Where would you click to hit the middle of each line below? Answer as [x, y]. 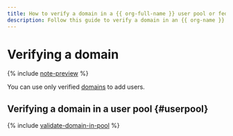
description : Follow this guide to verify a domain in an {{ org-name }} [116, 20]
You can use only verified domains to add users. [76, 87]
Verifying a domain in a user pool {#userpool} [108, 109]
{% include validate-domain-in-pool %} [63, 126]
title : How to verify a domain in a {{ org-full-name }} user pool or [111, 14]
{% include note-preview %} [48, 74]
